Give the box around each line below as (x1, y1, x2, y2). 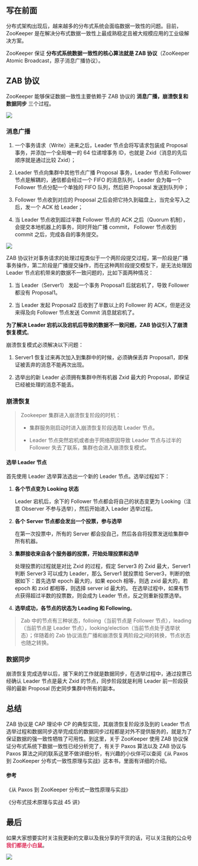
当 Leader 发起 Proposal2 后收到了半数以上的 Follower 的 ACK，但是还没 (14, 301, 191, 308)
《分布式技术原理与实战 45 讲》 (6, 798, 83, 805)
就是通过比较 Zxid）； (25, 156, 77, 163)
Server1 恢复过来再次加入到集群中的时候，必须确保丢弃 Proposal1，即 (14, 353, 184, 361)
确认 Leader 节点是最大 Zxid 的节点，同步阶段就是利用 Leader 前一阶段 (11, 677, 184, 685)
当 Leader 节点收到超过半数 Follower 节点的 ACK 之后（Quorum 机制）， (14, 216, 189, 223)
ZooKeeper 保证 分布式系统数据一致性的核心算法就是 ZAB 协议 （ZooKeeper (6, 49, 190, 57)
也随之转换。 (20, 639, 52, 646)
